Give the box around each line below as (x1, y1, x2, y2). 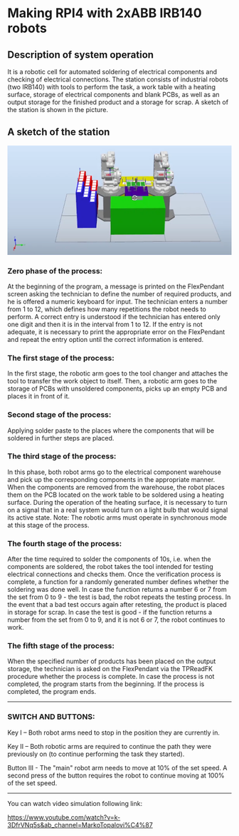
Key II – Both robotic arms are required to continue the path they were (7, 742, 212, 750)
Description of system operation (7, 49, 154, 61)
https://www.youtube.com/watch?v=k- (7, 812, 121, 822)
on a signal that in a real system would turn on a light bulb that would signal (7, 505, 228, 514)
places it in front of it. (7, 392, 70, 401)
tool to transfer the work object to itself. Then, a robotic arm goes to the (7, 377, 218, 386)
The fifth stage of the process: (7, 641, 115, 651)
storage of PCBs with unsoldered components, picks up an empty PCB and (7, 384, 228, 393)
